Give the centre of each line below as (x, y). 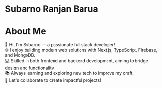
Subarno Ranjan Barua (52, 9)
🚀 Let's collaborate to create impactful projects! (53, 80)
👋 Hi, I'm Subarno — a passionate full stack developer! (60, 45)
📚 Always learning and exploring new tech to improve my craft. (69, 73)
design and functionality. (30, 68)
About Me (26, 31)
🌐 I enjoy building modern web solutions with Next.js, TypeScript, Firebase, (81, 50)
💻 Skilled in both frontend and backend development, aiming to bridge (77, 61)
